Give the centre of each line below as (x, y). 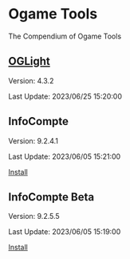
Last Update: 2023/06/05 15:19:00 (65, 232)
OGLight (29, 61)
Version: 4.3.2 (31, 80)
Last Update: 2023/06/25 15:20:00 (65, 96)
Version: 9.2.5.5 (34, 217)
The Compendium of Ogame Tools (65, 36)
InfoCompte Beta (51, 197)
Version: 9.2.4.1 (33, 140)
